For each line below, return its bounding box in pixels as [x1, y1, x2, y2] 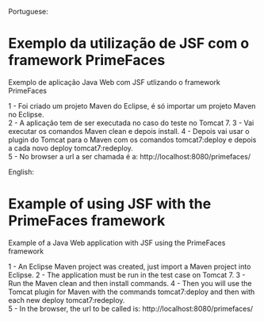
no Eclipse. [8, 109, 44, 119]
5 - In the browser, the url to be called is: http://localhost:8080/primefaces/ [8, 304, 254, 313]
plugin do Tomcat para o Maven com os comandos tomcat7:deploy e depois [8, 135, 257, 144]
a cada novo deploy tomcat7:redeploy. [8, 143, 133, 153]
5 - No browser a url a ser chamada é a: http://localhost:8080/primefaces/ [8, 151, 251, 161]
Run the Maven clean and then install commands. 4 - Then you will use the [8, 278, 252, 288]
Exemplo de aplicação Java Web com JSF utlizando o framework [8, 77, 220, 86]
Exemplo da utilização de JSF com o [8, 35, 250, 52]
